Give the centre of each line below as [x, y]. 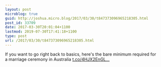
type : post [16, 36]
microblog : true [21, 14]
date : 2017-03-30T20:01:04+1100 [38, 27]
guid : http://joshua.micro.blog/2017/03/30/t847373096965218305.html [77, 18]
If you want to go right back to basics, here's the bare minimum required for [81, 54]
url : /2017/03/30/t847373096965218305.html [50, 41]
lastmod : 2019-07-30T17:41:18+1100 [41, 32]
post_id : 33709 [20, 23]
